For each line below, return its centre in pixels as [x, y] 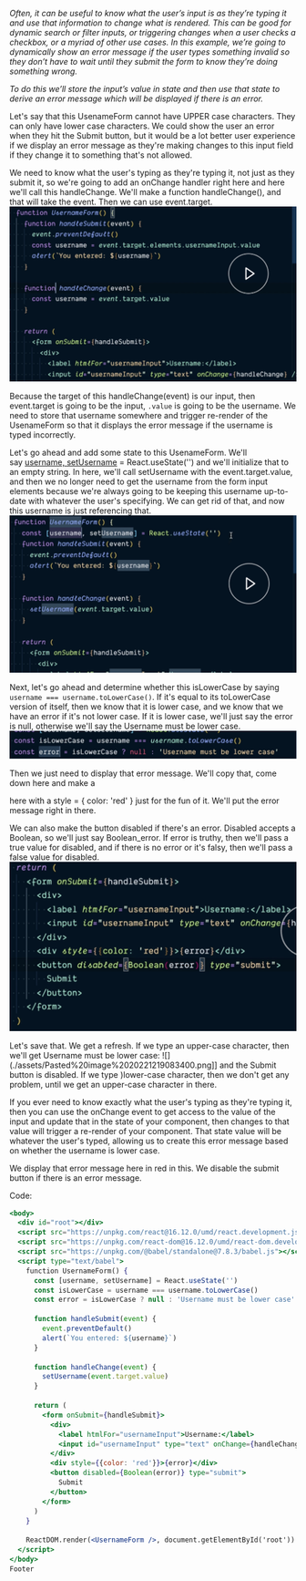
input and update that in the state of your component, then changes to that [149, 1121]
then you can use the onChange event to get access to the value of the [143, 1111]
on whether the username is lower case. [85, 1150]
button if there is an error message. [76, 1178]
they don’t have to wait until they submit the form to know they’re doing [143, 62]
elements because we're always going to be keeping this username [136, 491]
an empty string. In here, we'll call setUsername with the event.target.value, [151, 471]
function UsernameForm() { [77, 1271]
